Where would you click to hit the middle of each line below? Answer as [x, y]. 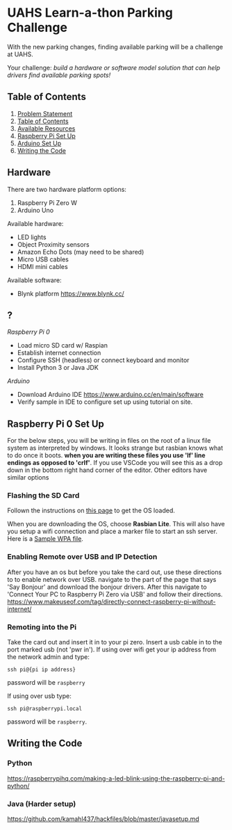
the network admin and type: [49, 657]
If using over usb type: [39, 696]
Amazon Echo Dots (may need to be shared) [81, 252]
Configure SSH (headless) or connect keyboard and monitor [103, 360]
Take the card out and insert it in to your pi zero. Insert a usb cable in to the [115, 642]
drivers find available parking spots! [59, 75]
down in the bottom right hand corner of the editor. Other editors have [107, 470]
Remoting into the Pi [42, 627]
